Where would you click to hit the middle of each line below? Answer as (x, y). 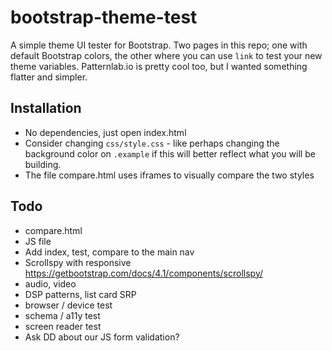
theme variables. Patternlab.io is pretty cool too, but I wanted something (159, 66)
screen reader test (63, 326)
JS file (38, 241)
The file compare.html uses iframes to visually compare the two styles (169, 175)
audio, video (50, 283)
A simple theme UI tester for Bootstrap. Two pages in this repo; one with (159, 45)
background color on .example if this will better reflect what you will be (170, 153)
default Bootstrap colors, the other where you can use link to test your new (166, 55)
